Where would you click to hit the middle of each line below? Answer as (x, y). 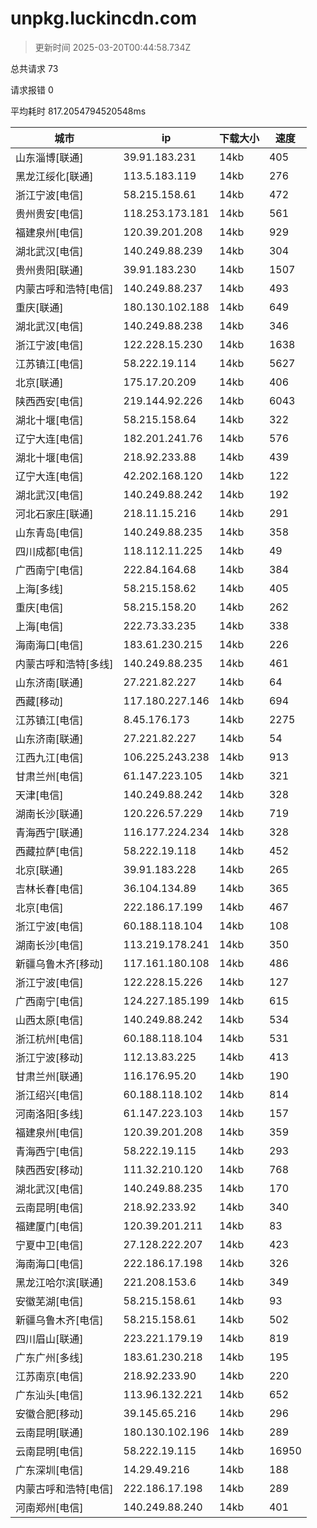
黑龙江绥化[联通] (54, 176)
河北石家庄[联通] (54, 514)
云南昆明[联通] (49, 1432)
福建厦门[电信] (49, 1226)
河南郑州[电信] (49, 1507)
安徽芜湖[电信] (49, 1301)
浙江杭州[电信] (49, 1039)
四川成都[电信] (49, 551)
